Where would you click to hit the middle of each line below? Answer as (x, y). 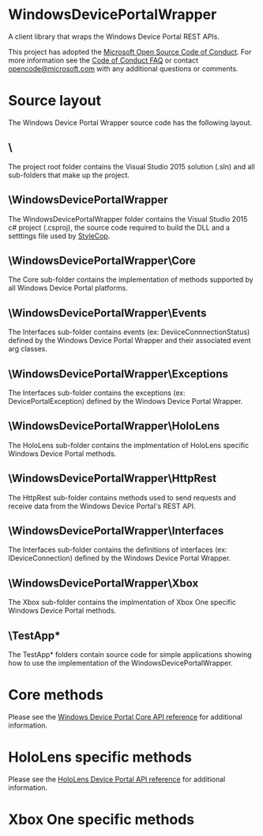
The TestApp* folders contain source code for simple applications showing (130, 654)
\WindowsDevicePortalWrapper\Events (107, 313)
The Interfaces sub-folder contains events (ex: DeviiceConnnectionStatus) (129, 332)
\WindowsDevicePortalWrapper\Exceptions (118, 374)
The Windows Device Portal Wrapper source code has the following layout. (130, 122)
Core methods (56, 695)
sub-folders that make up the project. (69, 175)
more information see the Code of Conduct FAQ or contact (103, 60)
